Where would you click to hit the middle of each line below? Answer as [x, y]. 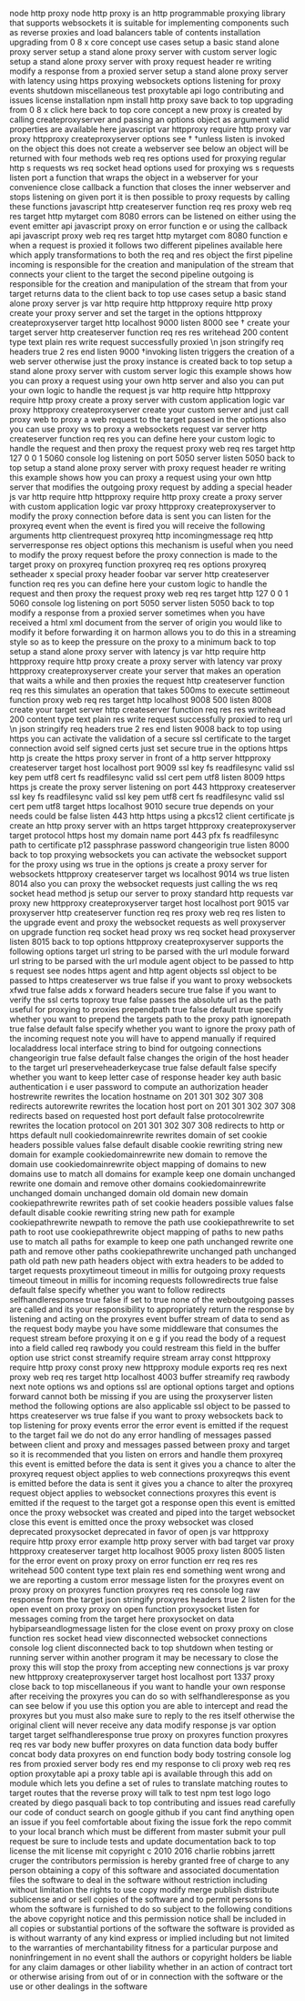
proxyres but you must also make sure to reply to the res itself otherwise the [152, 1716]
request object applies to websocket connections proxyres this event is [143, 1493]
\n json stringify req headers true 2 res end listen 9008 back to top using [146, 729]
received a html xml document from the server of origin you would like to [146, 622]
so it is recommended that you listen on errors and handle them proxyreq [147, 1454]
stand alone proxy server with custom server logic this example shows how [151, 371]
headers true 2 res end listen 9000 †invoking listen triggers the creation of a [152, 351]
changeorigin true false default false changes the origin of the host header [149, 1058]
